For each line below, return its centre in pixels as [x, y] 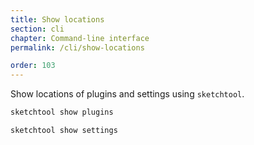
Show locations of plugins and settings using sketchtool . [127, 94]
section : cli [37, 29]
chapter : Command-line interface [80, 38]
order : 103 [33, 66]
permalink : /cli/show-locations [77, 47]
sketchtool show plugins [62, 112]
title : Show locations [57, 19]
